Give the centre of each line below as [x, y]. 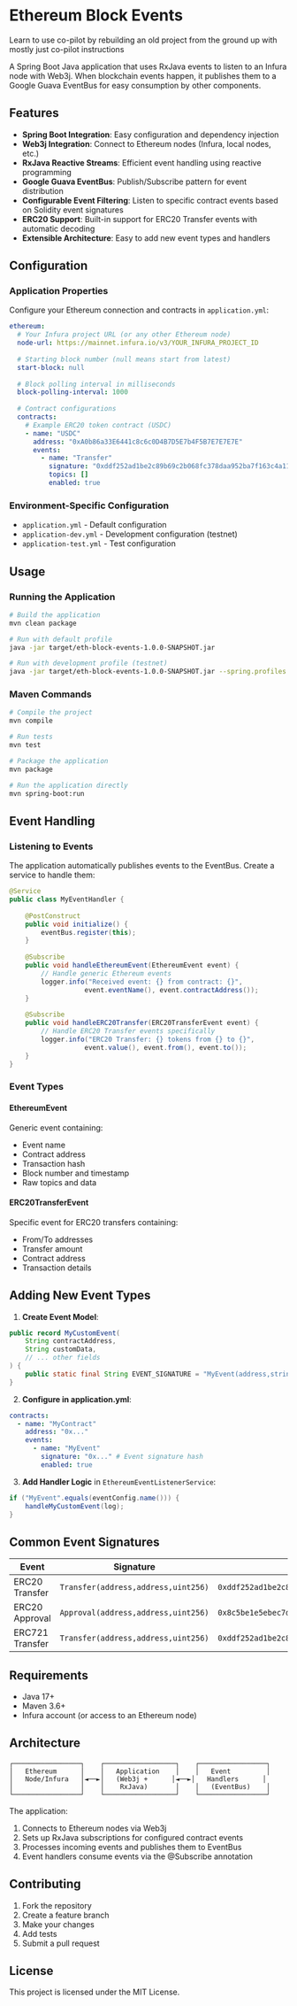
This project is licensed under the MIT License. [95, 1992]
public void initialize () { [76, 924]
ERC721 [31, 1632]
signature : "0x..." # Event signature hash [122, 1457]
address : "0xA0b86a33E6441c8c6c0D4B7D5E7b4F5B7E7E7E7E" [137, 442]
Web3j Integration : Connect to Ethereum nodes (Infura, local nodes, [146, 143]
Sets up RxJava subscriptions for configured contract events [133, 1837]
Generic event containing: [56, 1127]
